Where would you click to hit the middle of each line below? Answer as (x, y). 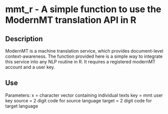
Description (24, 39)
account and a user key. (30, 67)
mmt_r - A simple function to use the (83, 9)
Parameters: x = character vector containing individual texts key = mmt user (84, 95)
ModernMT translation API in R (71, 20)
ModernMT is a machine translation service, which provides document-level (84, 51)
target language (22, 106)
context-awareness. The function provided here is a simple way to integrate (84, 56)
